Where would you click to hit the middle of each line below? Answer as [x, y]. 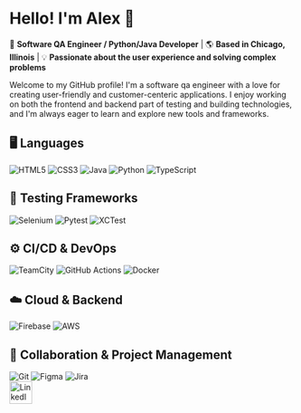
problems [28, 67]
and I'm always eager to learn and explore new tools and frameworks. [139, 113]
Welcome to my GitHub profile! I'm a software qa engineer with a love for [145, 84]
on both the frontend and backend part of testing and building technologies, [150, 104]
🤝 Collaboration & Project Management [121, 355]
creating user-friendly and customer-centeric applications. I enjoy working [148, 94]
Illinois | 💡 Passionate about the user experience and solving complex [143, 57]
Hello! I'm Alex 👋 [72, 19]
